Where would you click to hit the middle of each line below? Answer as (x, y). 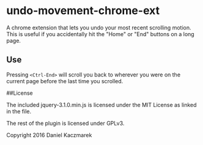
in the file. (19, 111)
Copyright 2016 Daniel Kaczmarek (49, 135)
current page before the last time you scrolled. (65, 81)
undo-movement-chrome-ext (83, 11)
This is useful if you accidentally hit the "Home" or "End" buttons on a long (100, 34)
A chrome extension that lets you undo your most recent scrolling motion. (99, 28)
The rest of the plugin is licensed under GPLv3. (65, 123)
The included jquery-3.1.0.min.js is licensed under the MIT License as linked (102, 105)
